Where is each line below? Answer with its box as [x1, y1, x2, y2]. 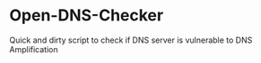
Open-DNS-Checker [9, 5, 164, 26]
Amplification [9, 43, 58, 54]
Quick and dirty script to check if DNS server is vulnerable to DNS [9, 35, 253, 45]
